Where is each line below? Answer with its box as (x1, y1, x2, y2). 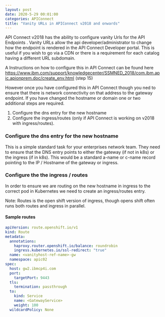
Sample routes (5, 214, 36, 220)
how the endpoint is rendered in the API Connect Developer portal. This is (5, 45, 155, 51)
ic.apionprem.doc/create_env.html (5, 75, 75, 81)
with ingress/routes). (12, 120, 55, 126)
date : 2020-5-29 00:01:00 (5, 12, 58, 17)
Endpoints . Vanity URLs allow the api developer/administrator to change (5, 40, 152, 46)
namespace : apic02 (9, 257, 48, 262)
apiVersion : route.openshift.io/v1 (5, 225, 78, 230)
